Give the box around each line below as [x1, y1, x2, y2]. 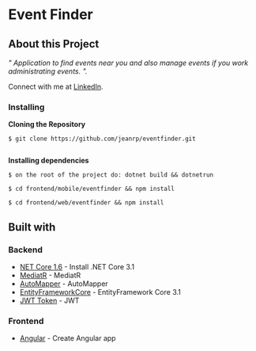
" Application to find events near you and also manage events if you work [8, 58, 249, 67]
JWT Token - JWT [19, 296, 80, 305]
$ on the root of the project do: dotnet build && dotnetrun [8, 171, 214, 179]
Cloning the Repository [8, 120, 85, 129]
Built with [8, 220, 56, 234]
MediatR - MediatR [19, 270, 81, 280]
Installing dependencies [8, 156, 89, 166]
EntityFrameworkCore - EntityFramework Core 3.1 [19, 287, 182, 296]
